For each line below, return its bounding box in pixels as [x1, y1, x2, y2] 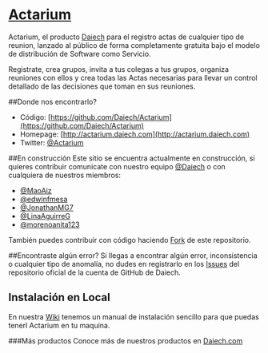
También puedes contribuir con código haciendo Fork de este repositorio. [8, 235, 251, 244]
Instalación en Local [8, 291, 110, 304]
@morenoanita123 [19, 220, 80, 229]
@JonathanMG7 [19, 202, 74, 212]
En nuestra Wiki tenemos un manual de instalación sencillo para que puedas [8, 311, 260, 321]
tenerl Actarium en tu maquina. [8, 320, 110, 330]
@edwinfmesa [19, 194, 68, 204]
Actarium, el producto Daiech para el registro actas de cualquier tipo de [8, 32, 245, 42]
